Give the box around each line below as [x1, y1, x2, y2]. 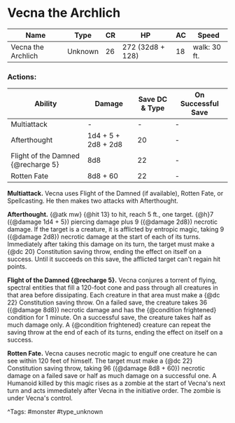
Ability [34, 99, 57, 109]
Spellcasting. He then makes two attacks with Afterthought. [7, 196, 178, 205]
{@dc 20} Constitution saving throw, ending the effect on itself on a [7, 248, 201, 256]
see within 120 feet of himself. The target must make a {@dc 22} [7, 356, 193, 365]
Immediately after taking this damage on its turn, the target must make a [7, 240, 215, 248]
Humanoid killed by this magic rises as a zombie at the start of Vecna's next [7, 379, 226, 387]
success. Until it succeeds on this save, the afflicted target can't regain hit [7, 255, 221, 264]
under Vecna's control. [7, 394, 73, 403]
